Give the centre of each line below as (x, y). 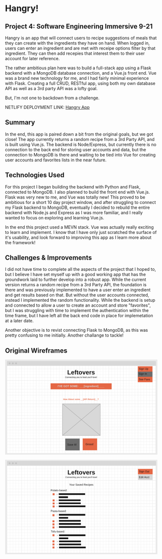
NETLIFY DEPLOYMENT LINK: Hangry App (47, 107)
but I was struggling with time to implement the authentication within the (77, 311)
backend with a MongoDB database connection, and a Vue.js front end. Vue (81, 73)
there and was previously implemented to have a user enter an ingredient (78, 290)
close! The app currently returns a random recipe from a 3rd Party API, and (80, 139)
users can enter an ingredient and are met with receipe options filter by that (80, 48)
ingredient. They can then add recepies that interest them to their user (75, 53)
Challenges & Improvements (48, 258)
